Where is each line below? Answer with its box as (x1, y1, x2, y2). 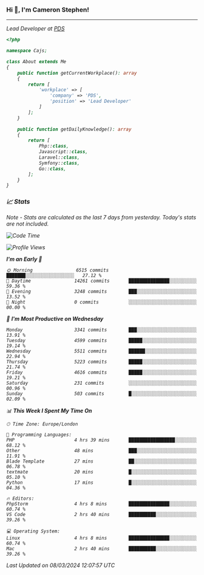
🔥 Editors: (6, 495, 35, 501)
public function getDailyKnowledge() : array (17, 126, 132, 133)
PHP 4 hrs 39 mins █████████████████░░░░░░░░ (6, 437, 197, 443)
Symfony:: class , (38, 160, 80, 166)
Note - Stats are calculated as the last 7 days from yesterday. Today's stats (6, 213, 196, 221)
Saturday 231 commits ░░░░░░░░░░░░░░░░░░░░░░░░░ (6, 380, 197, 386)
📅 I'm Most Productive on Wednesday (6, 315, 104, 322)
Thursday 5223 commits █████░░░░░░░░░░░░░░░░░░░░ (6, 359, 197, 365)
